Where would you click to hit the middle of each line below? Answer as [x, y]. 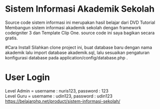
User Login [28, 78]
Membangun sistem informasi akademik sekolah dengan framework [73, 27]
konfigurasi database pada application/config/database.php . [67, 57]
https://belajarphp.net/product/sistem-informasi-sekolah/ [63, 101]
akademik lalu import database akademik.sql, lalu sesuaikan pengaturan [77, 53]
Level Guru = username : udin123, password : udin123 [59, 96]
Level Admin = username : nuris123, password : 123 [57, 91]
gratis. [11, 38]
